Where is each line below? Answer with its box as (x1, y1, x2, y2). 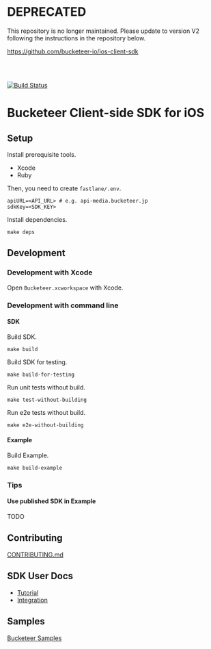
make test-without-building (7, 396, 87, 403)
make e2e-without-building (7, 422, 84, 429)
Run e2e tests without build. (7, 408, 86, 416)
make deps (7, 229, 36, 236)
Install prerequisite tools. (7, 150, 76, 158)
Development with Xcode (7, 268, 93, 277)
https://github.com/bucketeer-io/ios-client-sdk (7, 47, 139, 55)
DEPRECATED (7, 4, 87, 20)
